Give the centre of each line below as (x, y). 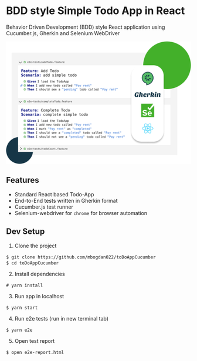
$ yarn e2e (19, 330)
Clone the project (35, 246)
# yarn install (25, 285)
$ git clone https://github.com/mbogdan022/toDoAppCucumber (81, 257)
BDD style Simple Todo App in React (96, 11)
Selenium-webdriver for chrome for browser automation (81, 213)
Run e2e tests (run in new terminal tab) (62, 318)
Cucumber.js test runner (44, 207)
